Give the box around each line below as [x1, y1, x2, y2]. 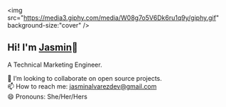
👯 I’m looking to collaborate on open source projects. [7, 74, 162, 82]
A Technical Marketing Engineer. [7, 60, 102, 69]
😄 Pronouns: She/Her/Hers [7, 92, 87, 101]
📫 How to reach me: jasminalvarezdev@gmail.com [7, 81, 157, 91]
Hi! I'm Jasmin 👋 [7, 42, 78, 54]
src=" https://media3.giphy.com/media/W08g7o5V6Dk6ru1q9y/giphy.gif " [7, 13, 219, 22]
